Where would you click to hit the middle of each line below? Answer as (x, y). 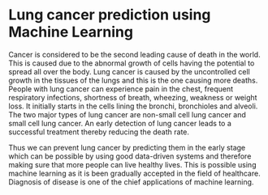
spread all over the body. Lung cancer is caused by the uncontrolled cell (129, 71)
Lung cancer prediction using (110, 15)
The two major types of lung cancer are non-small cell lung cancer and (127, 114)
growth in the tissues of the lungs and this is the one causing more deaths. (133, 80)
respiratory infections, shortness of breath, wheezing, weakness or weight (133, 97)
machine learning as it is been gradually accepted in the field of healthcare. (135, 173)
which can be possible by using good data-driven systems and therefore (130, 156)
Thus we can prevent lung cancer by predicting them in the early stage (127, 147)
